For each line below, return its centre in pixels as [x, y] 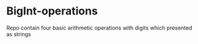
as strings [19, 34]
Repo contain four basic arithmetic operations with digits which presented [99, 28]
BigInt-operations [52, 11]
